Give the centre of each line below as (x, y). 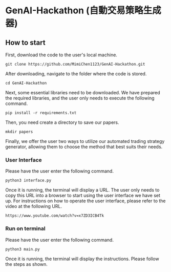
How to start (25, 42)
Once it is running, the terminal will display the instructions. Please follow (82, 259)
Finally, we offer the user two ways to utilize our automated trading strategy (85, 141)
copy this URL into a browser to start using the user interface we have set (83, 196)
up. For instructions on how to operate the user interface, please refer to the (85, 201)
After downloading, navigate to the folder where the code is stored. (76, 74)
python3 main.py (23, 249)
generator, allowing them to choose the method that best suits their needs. (84, 147)
